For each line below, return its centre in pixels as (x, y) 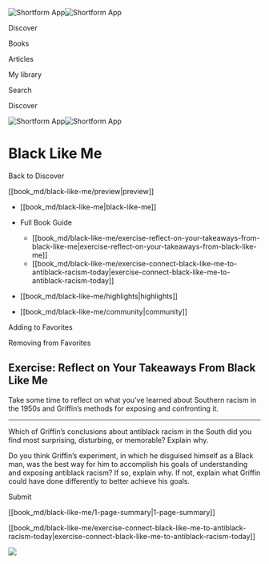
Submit (20, 497)
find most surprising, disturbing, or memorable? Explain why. (108, 440)
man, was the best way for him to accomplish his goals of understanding (128, 464)
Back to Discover (36, 176)
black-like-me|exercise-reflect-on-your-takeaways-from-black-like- (144, 246)
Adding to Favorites (41, 327)
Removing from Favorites (50, 343)
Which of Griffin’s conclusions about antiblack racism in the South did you (130, 431)
